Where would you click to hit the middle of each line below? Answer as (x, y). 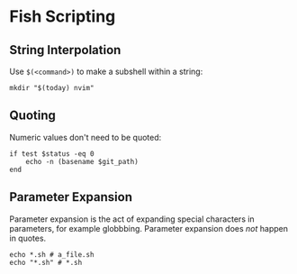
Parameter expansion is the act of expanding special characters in (132, 219)
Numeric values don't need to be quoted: (85, 137)
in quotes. (28, 238)
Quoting (32, 116)
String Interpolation (65, 50)
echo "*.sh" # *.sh (46, 262)
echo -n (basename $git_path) (82, 161)
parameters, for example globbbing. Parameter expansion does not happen (149, 228)
